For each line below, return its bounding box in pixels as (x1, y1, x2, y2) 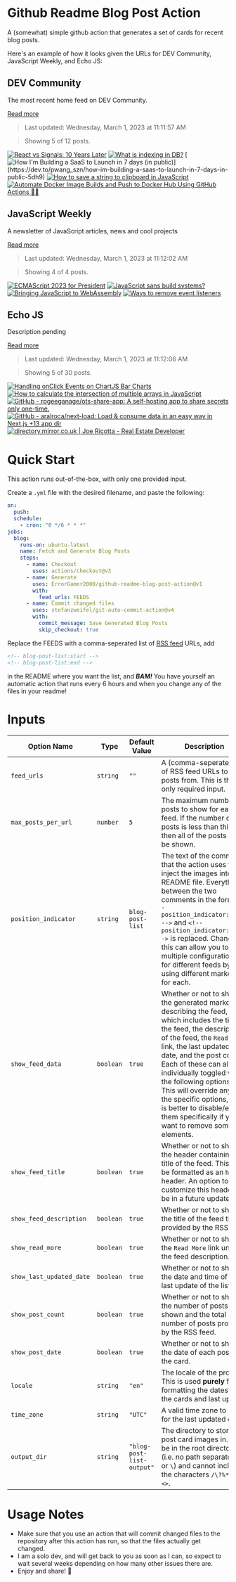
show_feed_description (11, 1214, 86, 1223)
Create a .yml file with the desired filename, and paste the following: (7, 489, 205, 497)
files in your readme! (7, 687, 67, 695)
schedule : (13, 515, 42, 522)
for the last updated (161, 1414, 226, 1424)
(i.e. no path (161, 1452, 201, 1462)
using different (161, 968, 209, 978)
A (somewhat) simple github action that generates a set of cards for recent (7, 28, 223, 37)
